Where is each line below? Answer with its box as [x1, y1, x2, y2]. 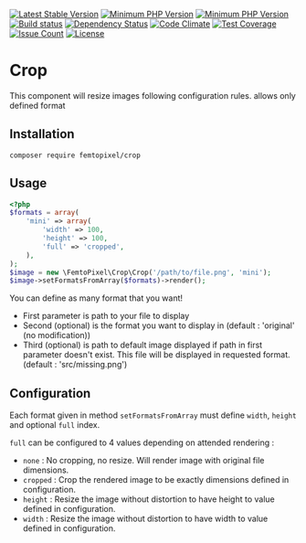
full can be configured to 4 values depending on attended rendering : [9, 437, 275, 448]
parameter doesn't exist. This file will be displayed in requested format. [22, 349, 290, 360]
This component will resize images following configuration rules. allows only [9, 90, 297, 101]
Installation [9, 126, 75, 142]
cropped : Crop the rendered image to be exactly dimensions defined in [22, 474, 290, 485]
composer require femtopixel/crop [9, 151, 142, 160]
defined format [9, 100, 66, 111]
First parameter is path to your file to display [22, 311, 190, 322]
